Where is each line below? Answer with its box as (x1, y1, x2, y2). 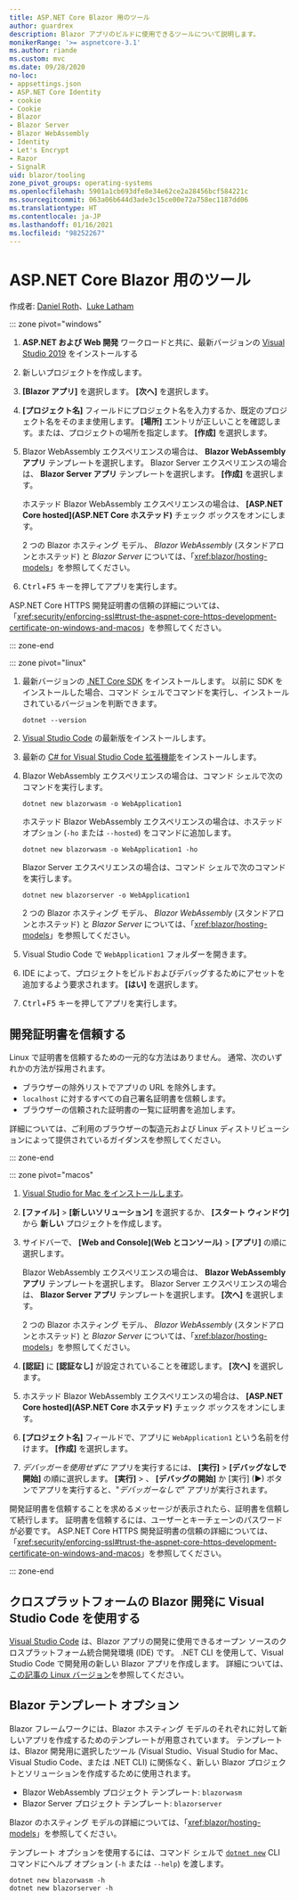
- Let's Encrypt (9, 145, 69, 154)
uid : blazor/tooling (9, 170, 86, 179)
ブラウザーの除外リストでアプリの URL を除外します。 (21, 1082, 221, 1093)
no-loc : (9, 71, 38, 80)
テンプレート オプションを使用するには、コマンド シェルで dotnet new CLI (9, 1847, 280, 1857)
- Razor (9, 153, 38, 163)
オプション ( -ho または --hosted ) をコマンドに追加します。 (21, 827, 237, 838)
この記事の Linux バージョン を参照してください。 (9, 1669, 189, 1680)
